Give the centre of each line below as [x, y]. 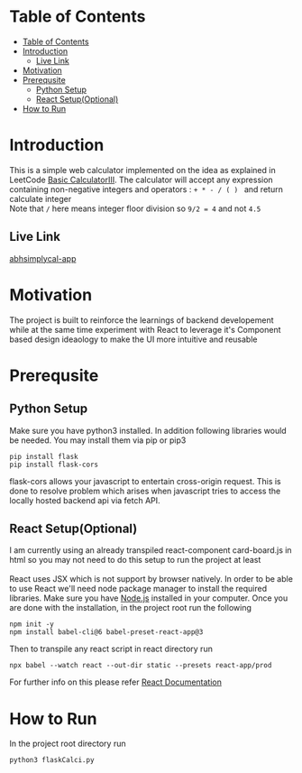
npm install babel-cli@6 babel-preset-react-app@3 [106, 632]
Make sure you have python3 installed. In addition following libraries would [148, 430]
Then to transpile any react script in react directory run [111, 649]
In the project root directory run [68, 744]
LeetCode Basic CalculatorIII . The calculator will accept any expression [141, 179]
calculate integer [41, 198]
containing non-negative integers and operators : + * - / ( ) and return [146, 189]
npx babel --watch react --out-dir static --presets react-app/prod [141, 666]
